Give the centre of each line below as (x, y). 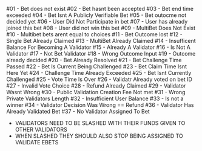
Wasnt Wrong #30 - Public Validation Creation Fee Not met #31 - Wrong (96, 92)
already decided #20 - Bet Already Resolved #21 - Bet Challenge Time (94, 60)
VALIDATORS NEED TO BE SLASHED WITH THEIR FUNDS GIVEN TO (100, 123)
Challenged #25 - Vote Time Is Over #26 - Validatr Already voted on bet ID (99, 79)
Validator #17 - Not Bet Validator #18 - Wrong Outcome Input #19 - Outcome (101, 53)
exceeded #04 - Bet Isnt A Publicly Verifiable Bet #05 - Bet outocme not (96, 15)
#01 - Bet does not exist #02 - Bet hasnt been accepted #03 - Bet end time (100, 9)
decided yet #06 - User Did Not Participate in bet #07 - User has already (97, 21)
